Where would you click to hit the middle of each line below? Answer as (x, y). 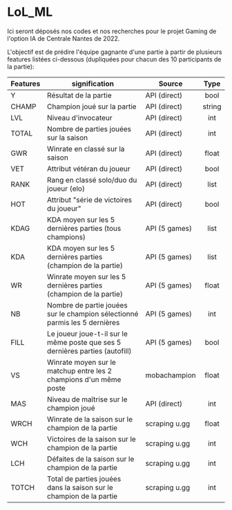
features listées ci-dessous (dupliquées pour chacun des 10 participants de (114, 59)
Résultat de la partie (79, 95)
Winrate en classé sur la (86, 149)
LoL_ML (30, 12)
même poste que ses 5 (84, 342)
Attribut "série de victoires (90, 200)
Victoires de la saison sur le (91, 439)
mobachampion (171, 375)
